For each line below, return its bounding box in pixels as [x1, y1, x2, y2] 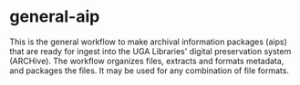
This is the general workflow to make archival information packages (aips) [9, 36, 287, 47]
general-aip [9, 6, 100, 27]
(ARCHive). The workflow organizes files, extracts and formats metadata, [9, 55, 284, 66]
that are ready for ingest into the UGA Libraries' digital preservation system [9, 45, 292, 56]
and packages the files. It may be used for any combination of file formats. [9, 65, 290, 76]
